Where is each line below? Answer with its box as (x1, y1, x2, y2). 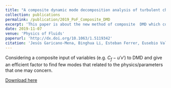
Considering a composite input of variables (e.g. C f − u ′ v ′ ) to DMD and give (5, 54, 163, 62)
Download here (5, 77, 37, 83)
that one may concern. (5, 67, 53, 73)
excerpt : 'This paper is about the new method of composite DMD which (5, 21, 160, 27)
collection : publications (5, 12, 60, 17)
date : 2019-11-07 (5, 26, 42, 32)
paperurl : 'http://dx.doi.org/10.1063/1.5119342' (5, 36, 113, 41)
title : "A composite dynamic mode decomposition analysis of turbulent (5, 7, 160, 13)
